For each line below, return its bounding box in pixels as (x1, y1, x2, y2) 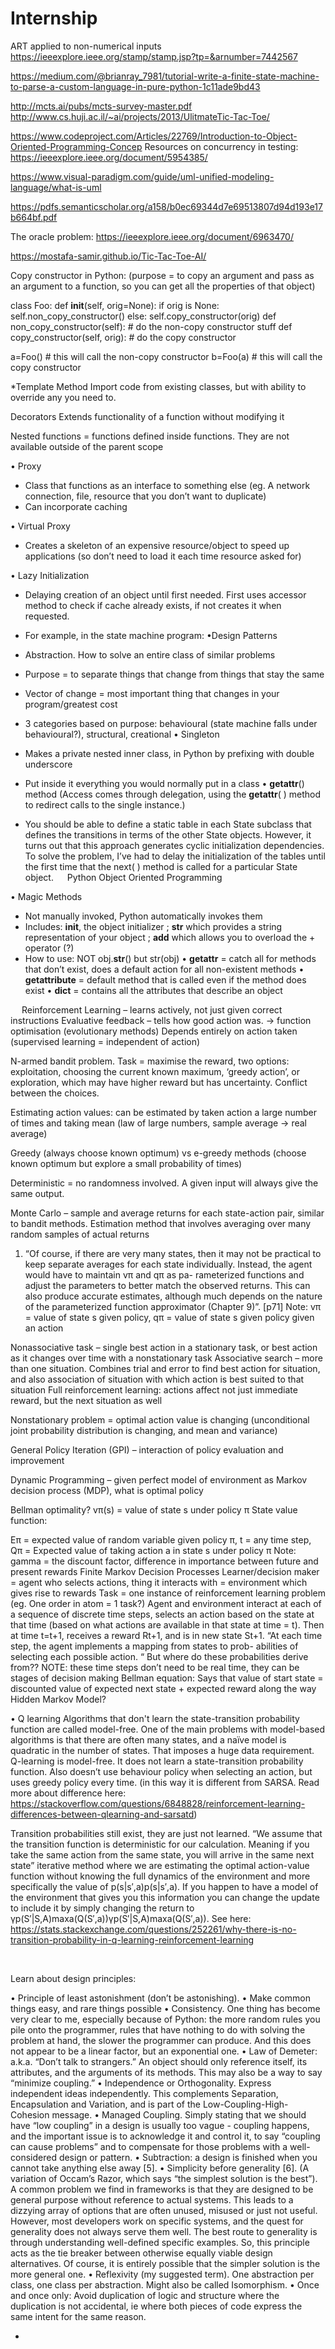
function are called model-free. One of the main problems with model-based (10, 1723, 326, 1735)
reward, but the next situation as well (10, 1394, 163, 1406)
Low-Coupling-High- (202, 2098, 289, 2110)
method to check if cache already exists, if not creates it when (24, 599, 282, 611)
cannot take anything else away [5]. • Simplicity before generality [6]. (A (10, 2162, 310, 2174)
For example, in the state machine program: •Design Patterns (24, 629, 278, 641)
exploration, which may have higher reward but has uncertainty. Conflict (10, 1076, 308, 1088)
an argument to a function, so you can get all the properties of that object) (10, 280, 316, 292)
